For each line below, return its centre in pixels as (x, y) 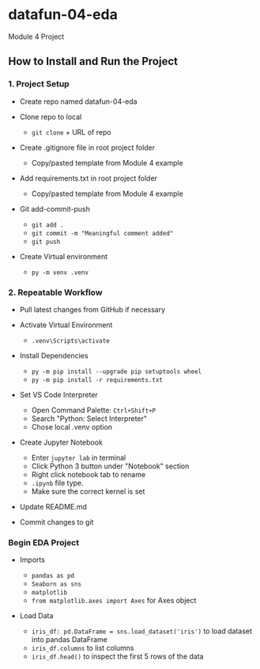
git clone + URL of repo (72, 132)
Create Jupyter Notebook (61, 442)
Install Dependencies (54, 355)
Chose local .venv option (72, 426)
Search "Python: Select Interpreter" (89, 419)
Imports (32, 560)
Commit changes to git (57, 522)
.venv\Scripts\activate (71, 341)
